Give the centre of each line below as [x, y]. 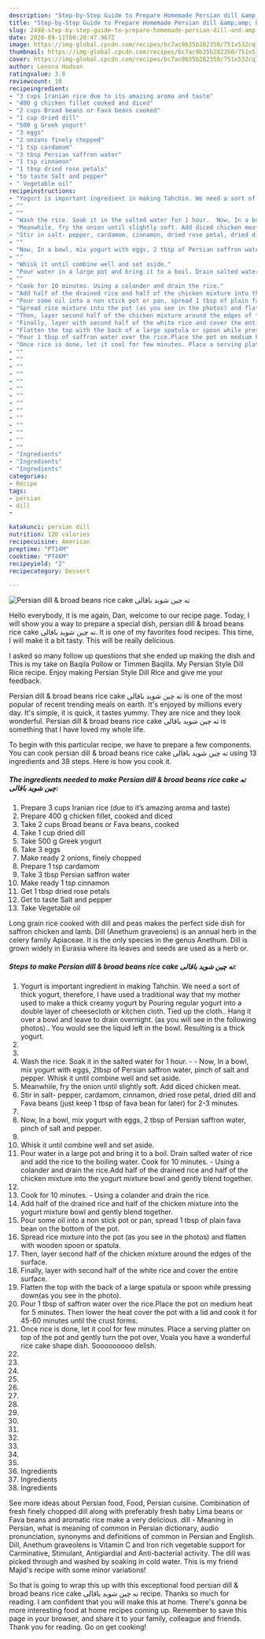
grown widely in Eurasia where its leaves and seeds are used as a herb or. [129, 948]
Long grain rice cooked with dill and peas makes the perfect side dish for [127, 923]
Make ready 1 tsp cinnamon [65, 883]
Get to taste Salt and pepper [66, 900]
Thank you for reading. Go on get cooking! [78, 1627]
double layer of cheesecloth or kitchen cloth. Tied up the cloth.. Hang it [136, 1011]
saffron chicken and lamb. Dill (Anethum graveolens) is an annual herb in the [133, 932]
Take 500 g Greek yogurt [61, 841]
